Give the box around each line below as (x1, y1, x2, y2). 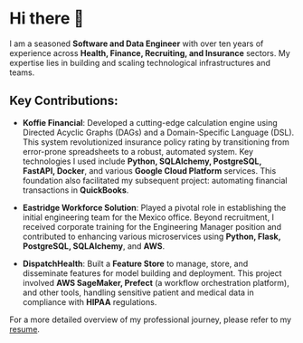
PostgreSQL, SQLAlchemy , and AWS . (22, 240, 166, 252)
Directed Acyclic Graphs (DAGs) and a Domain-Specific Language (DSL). (22, 127, 295, 138)
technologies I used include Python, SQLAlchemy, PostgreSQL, (22, 156, 262, 167)
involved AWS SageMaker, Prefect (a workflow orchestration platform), (22, 277, 289, 288)
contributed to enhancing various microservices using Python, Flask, (22, 231, 281, 242)
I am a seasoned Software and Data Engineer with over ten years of (9, 38, 264, 49)
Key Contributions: (9, 93, 118, 109)
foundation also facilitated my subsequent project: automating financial (22, 175, 288, 186)
